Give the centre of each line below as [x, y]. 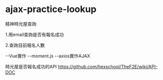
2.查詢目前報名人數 [25, 45]
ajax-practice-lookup [51, 9]
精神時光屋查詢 [21, 24]
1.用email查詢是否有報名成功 [35, 34]
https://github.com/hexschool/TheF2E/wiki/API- [108, 66]
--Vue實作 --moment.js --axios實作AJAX [48, 56]
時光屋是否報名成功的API [31, 66]
